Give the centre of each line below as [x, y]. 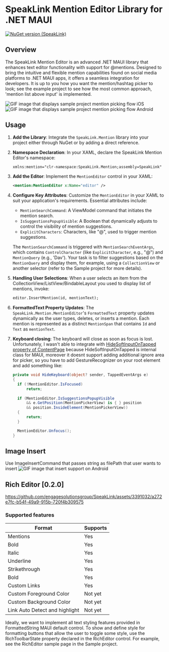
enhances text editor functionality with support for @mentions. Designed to [83, 67]
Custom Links [24, 585]
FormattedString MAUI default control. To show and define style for [75, 628]
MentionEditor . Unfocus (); [44, 431]
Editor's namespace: [34, 158]
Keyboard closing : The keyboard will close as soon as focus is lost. [83, 339]
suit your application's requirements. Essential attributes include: [80, 201]
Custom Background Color [39, 602]
